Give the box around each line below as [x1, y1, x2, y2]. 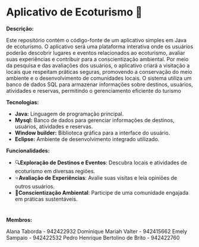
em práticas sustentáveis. [14, 195, 78, 202]
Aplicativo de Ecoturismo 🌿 [6, 5, 143, 19]
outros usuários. [14, 183, 55, 190]
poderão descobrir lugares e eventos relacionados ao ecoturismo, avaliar [6, 49, 185, 56]
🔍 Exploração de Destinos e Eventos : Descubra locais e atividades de [14, 159, 187, 166]
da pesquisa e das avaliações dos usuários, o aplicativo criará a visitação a [6, 62, 190, 69]
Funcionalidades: [6, 147, 50, 154]
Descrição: [6, 25, 34, 32]
